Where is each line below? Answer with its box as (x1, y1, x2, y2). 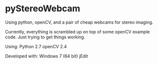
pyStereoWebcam (5, 3, 80, 14)
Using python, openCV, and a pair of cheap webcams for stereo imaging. (5, 19, 154, 25)
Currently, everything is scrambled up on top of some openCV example (5, 29, 150, 34)
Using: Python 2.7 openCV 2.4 (5, 43, 67, 49)
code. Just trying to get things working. (5, 34, 85, 40)
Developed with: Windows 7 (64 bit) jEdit (5, 53, 88, 59)
